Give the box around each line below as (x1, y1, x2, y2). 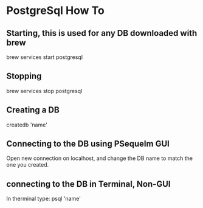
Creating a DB (6, 105, 60, 116)
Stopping (6, 71, 42, 81)
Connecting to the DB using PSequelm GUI (6, 139, 170, 149)
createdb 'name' (6, 121, 47, 128)
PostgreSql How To (6, 4, 105, 18)
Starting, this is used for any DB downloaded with (6, 28, 198, 38)
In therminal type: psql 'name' (6, 195, 81, 203)
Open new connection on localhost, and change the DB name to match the (6, 154, 193, 162)
